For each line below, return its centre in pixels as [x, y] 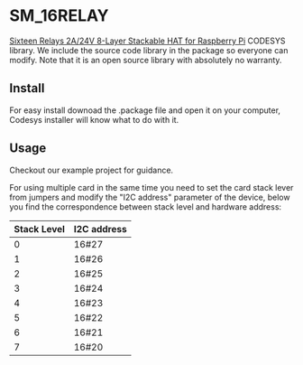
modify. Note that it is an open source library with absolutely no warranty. [146, 60]
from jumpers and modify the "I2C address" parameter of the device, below [150, 197]
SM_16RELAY [59, 16]
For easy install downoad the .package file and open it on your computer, [145, 110]
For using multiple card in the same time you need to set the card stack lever [151, 187]
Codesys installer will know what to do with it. [94, 119]
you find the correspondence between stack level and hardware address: [146, 206]
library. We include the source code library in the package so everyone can [149, 50]
